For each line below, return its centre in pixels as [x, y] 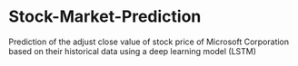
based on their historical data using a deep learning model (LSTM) [132, 51]
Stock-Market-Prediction [105, 17]
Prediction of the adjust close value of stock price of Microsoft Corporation [149, 42]
